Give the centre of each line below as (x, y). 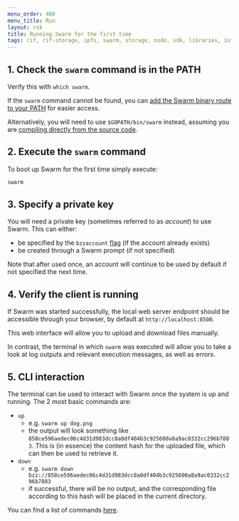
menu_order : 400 (31, 14)
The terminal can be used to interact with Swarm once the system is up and (118, 394)
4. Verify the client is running (73, 294)
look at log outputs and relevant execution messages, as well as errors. (111, 355)
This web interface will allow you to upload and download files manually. (113, 333)
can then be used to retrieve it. (73, 453)
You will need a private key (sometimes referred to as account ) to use (110, 221)
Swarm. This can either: (42, 229)
